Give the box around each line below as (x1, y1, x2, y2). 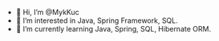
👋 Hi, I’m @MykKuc (15, 8, 80, 17)
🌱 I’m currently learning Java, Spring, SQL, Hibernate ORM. (15, 24, 211, 33)
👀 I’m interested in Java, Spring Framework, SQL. (15, 16, 178, 25)
